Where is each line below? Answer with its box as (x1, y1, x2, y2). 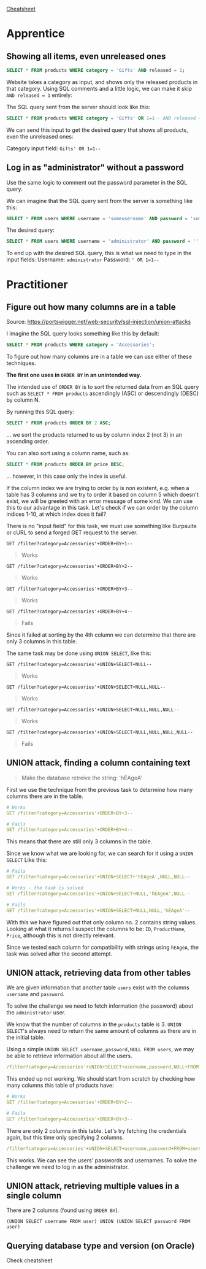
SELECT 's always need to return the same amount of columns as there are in (6, 1027, 197, 1035)
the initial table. (6, 1033, 45, 1041)
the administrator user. (6, 1009, 66, 1016)
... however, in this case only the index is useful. (6, 472, 128, 480)
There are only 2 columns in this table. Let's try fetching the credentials (6, 1127, 187, 1134)
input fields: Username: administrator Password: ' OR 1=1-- (6, 256, 159, 263)
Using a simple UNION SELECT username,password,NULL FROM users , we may (6, 1046, 194, 1053)
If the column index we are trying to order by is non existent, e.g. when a (6, 484, 189, 491)
